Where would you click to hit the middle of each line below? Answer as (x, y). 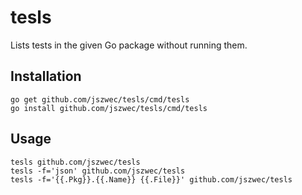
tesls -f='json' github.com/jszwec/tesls (98, 171)
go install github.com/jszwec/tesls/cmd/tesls (109, 108)
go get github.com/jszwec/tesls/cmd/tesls (100, 99)
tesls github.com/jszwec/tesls (75, 162)
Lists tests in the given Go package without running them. (129, 45)
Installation (46, 76)
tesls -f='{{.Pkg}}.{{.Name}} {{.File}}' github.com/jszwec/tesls (151, 179)
